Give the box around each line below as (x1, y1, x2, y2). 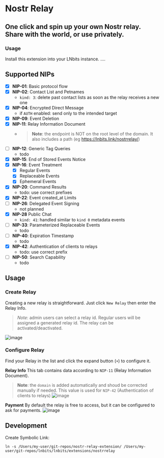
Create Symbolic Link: (5, 434, 50, 440)
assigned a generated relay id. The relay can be (17, 320, 114, 325)
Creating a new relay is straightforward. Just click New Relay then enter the (5, 300, 156, 306)
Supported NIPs (5, 70, 55, 79)
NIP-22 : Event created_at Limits (12, 195, 77, 201)
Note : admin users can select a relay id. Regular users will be (17, 315, 141, 321)
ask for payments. (5, 407, 42, 413)
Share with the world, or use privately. (5, 30, 124, 38)
